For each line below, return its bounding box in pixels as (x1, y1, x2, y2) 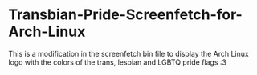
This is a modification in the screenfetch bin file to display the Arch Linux (8, 49, 249, 58)
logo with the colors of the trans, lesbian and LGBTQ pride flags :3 (8, 57, 227, 67)
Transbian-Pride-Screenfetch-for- (8, 6, 243, 24)
